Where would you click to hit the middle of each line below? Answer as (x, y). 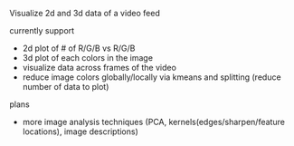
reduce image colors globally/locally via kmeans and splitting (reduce (152, 77)
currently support (42, 30)
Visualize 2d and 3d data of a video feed (85, 13)
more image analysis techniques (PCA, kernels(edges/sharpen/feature (153, 122)
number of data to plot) (66, 87)
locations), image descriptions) (80, 131)
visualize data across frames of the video (99, 68)
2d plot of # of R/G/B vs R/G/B (79, 48)
